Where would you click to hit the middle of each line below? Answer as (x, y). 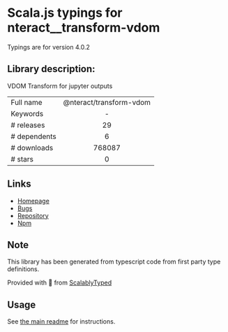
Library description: (51, 69)
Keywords (27, 113)
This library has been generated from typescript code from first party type (114, 262)
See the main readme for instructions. (61, 322)
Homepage (33, 201)
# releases (28, 125)
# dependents (34, 136)
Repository (33, 215)
